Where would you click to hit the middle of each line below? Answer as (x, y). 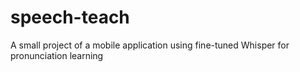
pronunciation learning (57, 55)
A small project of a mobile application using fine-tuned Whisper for (150, 45)
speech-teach (70, 17)
